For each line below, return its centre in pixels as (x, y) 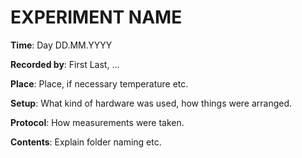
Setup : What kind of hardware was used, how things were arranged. (151, 103)
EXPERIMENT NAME (96, 17)
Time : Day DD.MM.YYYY (61, 45)
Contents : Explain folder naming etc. (86, 142)
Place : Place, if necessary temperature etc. (99, 83)
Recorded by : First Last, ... (65, 64)
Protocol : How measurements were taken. (97, 122)
